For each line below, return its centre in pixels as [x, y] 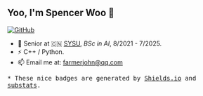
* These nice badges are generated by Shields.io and [102, 78]
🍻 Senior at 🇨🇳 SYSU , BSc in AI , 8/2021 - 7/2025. [90, 43]
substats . [24, 85]
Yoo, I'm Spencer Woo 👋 [61, 13]
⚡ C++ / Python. [41, 52]
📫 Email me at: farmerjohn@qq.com [70, 62]
